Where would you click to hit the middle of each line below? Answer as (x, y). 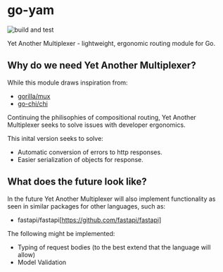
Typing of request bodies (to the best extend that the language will (114, 247)
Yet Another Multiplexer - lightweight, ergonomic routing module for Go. (111, 43)
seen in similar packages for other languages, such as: (87, 206)
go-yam (31, 10)
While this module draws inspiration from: (68, 82)
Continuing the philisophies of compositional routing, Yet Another (102, 117)
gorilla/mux (34, 96)
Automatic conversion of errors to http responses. (90, 152)
